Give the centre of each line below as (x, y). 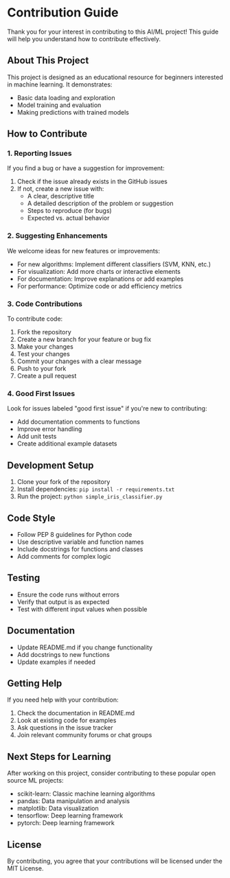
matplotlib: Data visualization (58, 809)
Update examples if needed (56, 662)
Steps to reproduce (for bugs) (69, 211)
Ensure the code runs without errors (68, 594)
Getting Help (35, 683)
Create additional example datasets (67, 443)
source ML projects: (35, 781)
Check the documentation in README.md (76, 713)
